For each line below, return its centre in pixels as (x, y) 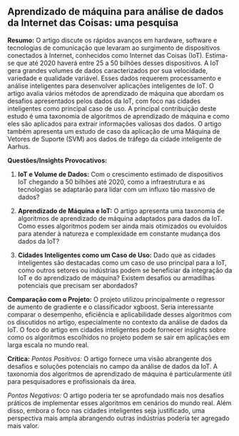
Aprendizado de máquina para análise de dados (116, 12)
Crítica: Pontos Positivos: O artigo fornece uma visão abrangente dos (110, 358)
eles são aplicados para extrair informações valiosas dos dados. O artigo (115, 124)
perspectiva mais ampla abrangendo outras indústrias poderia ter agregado (118, 418)
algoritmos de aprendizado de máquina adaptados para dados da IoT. (120, 218)
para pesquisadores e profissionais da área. (72, 381)
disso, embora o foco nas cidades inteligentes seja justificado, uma (106, 410)
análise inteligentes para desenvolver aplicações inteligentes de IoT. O (111, 86)
